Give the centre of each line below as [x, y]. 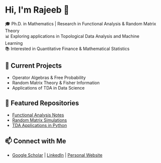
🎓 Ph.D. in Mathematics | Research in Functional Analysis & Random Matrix [81, 23]
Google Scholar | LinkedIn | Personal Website [57, 155]
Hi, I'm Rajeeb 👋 [37, 10]
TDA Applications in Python [39, 125]
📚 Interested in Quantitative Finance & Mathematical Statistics [67, 49]
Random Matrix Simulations [39, 120]
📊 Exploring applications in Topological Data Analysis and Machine [72, 36]
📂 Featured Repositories [42, 103]
